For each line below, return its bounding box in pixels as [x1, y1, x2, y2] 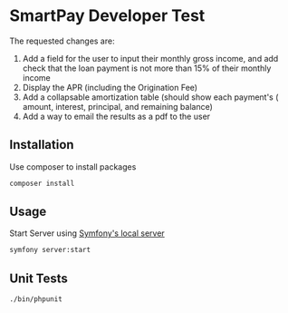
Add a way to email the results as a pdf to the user [22, 111, 211, 122]
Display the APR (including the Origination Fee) [22, 82, 197, 93]
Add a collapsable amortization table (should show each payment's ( [22, 92, 279, 103]
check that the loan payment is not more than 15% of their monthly [22, 63, 272, 73]
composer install [9, 179, 75, 188]
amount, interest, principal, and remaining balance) [22, 101, 213, 112]
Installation [9, 137, 74, 152]
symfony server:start [9, 246, 91, 255]
